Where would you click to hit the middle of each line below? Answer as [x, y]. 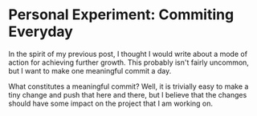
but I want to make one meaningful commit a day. [90, 70]
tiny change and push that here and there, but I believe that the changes [128, 94]
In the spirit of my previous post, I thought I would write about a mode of [128, 54]
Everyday [41, 32]
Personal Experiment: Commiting [121, 15]
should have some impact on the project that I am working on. [111, 103]
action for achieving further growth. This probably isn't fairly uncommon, [128, 62]
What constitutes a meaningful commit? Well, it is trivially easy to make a [128, 86]
